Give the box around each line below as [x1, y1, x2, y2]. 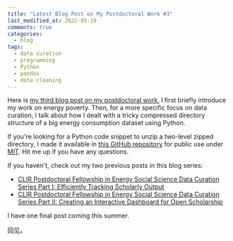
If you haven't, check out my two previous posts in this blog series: [7, 161, 204, 170]
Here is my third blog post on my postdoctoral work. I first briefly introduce [7, 96, 227, 105]
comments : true [7, 23, 53, 31]
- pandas [13, 70, 40, 77]
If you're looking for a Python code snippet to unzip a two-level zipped [7, 132, 215, 141]
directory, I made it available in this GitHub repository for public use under [7, 140, 224, 149]
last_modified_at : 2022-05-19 [7, 17, 97, 24]
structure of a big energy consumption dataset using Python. [7, 119, 186, 127]
